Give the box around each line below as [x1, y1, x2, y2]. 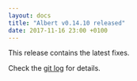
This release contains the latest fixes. [8, 48, 130, 58]
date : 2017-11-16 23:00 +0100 [8, 26, 108, 34]
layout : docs [8, 11, 51, 20]
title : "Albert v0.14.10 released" [8, 19, 126, 27]
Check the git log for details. [8, 64, 101, 73]
